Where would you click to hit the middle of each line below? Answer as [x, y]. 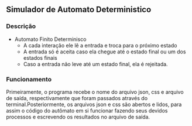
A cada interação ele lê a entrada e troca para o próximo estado [100, 45]
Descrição [21, 26]
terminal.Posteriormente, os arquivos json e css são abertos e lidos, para [94, 104]
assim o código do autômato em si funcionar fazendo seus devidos [87, 110]
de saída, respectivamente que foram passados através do [77, 98]
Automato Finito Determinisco [50, 39]
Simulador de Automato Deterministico [79, 10]
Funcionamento [29, 79]
